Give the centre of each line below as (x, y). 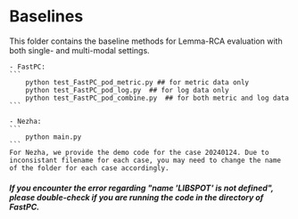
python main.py (54, 137)
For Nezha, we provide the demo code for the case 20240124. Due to (139, 152)
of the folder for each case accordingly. (89, 168)
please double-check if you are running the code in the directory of (137, 197)
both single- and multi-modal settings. (79, 50)
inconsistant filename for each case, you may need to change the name (145, 160)
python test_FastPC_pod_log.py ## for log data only (127, 90)
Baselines (46, 16)
